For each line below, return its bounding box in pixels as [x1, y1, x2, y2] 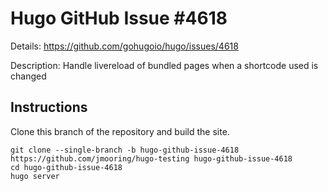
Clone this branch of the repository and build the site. [10, 125, 230, 137]
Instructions [10, 99, 88, 116]
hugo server [10, 171, 60, 181]
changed [10, 70, 47, 82]
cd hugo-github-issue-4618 [10, 162, 123, 172]
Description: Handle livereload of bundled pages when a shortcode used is [10, 59, 319, 71]
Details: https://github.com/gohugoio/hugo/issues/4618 [10, 40, 239, 52]
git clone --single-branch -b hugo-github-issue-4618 [10, 145, 240, 155]
